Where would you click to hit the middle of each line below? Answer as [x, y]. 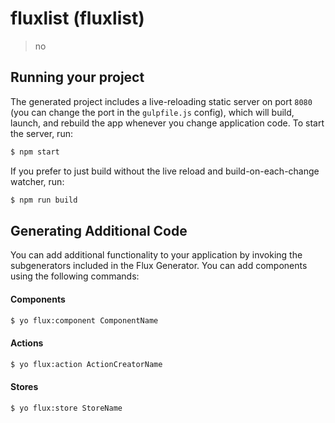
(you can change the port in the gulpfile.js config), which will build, [152, 112]
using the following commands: [75, 276]
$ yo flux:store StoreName [66, 408]
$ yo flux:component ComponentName [84, 320]
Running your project [77, 77]
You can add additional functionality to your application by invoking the [156, 255]
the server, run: [41, 133]
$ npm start [35, 152]
